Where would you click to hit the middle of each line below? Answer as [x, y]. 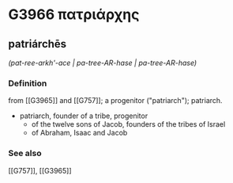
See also [25, 154]
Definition [28, 83]
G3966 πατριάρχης [74, 15]
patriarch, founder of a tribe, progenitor [84, 116]
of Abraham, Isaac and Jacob [79, 133]
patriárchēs [38, 44]
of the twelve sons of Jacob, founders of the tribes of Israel [128, 124]
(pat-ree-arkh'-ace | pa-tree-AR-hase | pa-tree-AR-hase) [103, 63]
